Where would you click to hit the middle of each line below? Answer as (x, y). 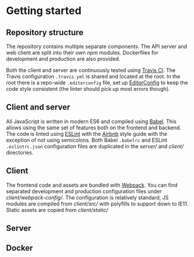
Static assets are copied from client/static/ (57, 210)
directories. (20, 152)
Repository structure (45, 32)
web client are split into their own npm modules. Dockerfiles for (82, 53)
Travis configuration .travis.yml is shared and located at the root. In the (93, 76)
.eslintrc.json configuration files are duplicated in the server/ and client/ (95, 146)
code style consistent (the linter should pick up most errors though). (88, 89)
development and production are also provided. (63, 59)
